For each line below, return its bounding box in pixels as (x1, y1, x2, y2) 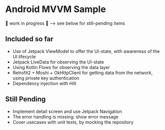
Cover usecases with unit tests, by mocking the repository (12, 119, 134, 125)
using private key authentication (12, 75, 80, 81)
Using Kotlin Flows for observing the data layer (12, 64, 110, 70)
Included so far (5, 35, 54, 43)
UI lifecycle (12, 53, 36, 59)
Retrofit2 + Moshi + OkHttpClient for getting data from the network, (12, 70, 153, 76)
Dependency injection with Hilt (12, 80, 77, 86)
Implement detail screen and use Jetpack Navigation (12, 108, 122, 114)
